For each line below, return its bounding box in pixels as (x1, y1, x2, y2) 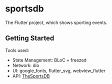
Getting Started (5, 34, 54, 42)
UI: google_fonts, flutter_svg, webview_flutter (12, 67, 106, 73)
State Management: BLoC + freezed (12, 57, 86, 63)
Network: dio (12, 62, 39, 68)
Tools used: (5, 47, 29, 53)
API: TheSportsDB (12, 73, 50, 79)
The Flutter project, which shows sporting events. (5, 19, 107, 25)
